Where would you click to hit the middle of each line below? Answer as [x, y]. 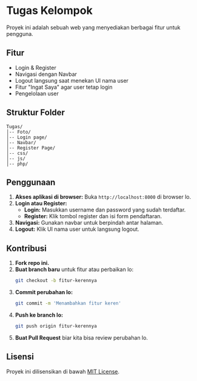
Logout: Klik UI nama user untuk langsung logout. [77, 229]
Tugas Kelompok [49, 11]
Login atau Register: [41, 204]
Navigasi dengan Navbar [46, 74]
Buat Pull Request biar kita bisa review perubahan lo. [82, 337]
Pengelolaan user [37, 93]
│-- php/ [17, 164]
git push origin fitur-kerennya [56, 326]
